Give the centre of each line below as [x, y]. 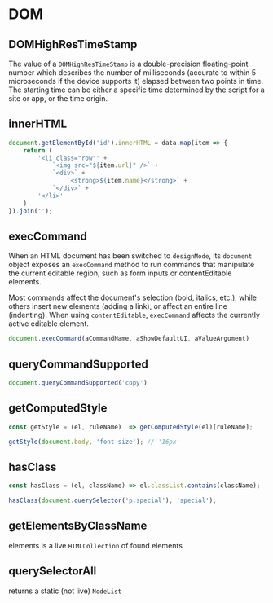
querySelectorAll [53, 571]
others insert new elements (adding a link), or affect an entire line [118, 306]
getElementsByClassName [78, 526]
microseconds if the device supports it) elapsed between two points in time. [136, 81]
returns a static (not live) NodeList [65, 591]
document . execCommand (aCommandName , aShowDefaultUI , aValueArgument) [129, 339]
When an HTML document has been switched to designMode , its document [130, 256]
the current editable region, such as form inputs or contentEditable [120, 273]
